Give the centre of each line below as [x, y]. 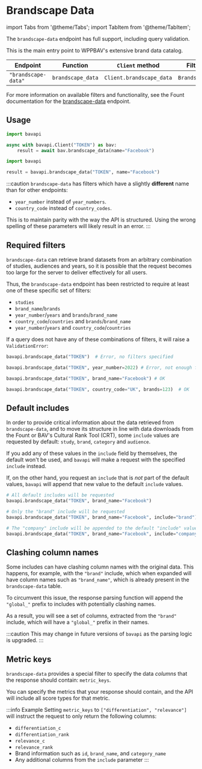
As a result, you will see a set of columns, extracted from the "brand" [92, 616]
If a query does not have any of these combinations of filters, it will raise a [98, 339]
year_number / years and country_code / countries [73, 327]
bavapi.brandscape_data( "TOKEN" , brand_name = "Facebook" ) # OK [86, 378]
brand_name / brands [38, 308]
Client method [138, 65]
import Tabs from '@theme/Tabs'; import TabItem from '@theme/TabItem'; [99, 27]
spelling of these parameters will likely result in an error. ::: [78, 226]
